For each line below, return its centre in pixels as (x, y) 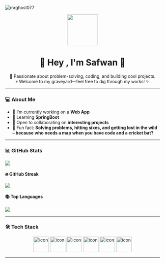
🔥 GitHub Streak (22, 174)
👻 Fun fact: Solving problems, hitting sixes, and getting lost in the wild (85, 128)
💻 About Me (20, 99)
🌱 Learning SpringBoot (36, 117)
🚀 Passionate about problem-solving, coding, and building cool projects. (82, 76)
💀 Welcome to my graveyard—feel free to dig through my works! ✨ (82, 81)
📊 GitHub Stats (24, 151)
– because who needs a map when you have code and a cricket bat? (83, 133)
